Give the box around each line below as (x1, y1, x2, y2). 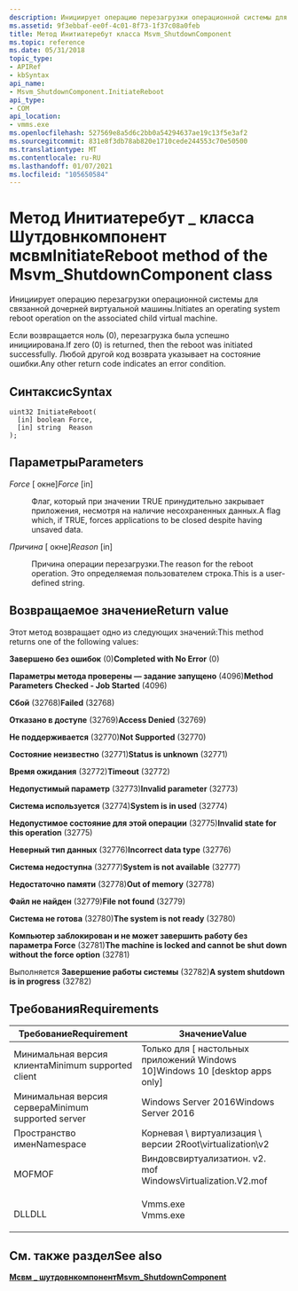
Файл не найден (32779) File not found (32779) (9, 896, 186, 907)
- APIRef (9, 63, 42, 72)
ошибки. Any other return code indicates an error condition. (9, 359, 226, 369)
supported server (13, 1113, 86, 1125)
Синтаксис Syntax (9, 384, 113, 400)
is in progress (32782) (9, 976, 92, 986)
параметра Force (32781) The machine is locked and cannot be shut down (9, 939, 287, 950)
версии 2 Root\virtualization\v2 (141, 1138, 270, 1151)
